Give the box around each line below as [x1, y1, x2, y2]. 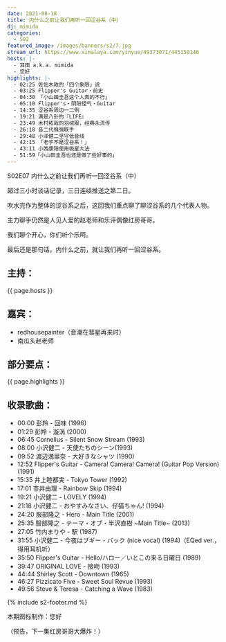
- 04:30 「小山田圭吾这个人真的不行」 [13, 94, 111, 101]
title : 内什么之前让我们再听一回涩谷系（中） [7, 17, 122, 24]
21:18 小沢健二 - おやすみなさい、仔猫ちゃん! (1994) [17, 501, 164, 510]
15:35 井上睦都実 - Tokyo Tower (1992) [17, 476, 128, 484]
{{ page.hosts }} [7, 286, 53, 294]
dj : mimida [7, 23, 39, 30]
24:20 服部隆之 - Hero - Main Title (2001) [17, 510, 135, 519]
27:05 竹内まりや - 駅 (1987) [17, 528, 98, 536]
